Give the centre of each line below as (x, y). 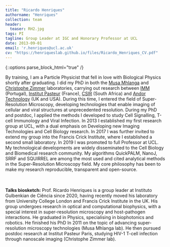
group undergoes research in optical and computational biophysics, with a (83, 206)
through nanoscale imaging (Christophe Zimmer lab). (61, 239)
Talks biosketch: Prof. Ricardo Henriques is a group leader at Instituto (79, 190)
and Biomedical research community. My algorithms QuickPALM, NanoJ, (81, 153)
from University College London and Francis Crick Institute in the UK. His (81, 201)
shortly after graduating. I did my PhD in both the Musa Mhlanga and (77, 83)
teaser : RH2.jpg (27, 29)
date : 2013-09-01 (24, 43)
